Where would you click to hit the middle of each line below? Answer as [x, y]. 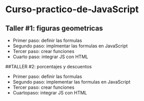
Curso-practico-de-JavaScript [72, 9]
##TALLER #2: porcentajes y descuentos [49, 67]
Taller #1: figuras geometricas [54, 28]
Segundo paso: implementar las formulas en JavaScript [71, 82]
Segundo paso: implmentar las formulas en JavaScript [70, 46]
